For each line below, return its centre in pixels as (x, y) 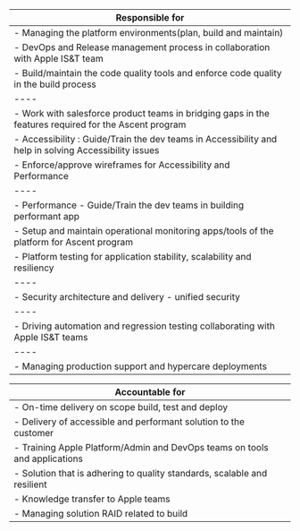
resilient (30, 484)
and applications (48, 458)
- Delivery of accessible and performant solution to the (129, 422)
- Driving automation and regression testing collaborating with (144, 326)
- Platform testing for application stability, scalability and (133, 257)
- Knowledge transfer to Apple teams (92, 499)
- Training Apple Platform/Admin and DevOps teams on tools (142, 447)
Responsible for (150, 17)
